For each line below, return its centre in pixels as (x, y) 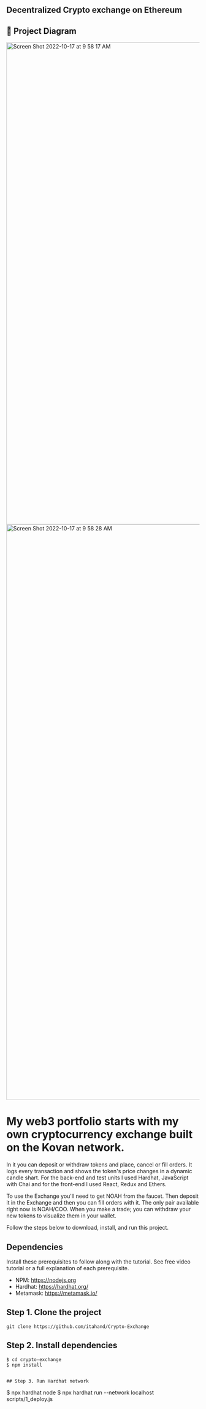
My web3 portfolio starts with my (93, 1121)
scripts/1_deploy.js (30, 1399)
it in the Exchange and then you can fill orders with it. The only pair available (103, 1203)
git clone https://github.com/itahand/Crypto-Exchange (78, 1326)
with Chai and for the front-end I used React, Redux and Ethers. (86, 1184)
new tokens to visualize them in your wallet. (61, 1216)
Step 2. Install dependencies (62, 1345)
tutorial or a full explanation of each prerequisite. (68, 1268)
